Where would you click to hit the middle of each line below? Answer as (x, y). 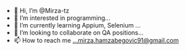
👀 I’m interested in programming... (62, 18)
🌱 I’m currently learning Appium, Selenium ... (77, 25)
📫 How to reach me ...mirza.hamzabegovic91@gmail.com (96, 40)
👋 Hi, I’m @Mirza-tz (41, 11)
